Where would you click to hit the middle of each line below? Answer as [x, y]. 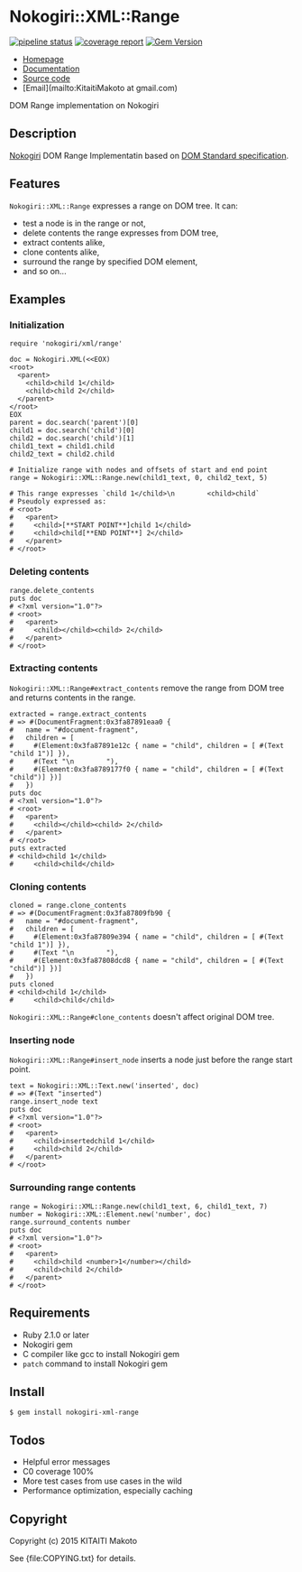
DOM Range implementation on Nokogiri [84, 105]
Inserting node [42, 1040]
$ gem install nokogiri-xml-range [74, 1413]
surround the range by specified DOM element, [110, 261]
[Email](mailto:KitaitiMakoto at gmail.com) [100, 88]
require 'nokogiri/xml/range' [66, 344]
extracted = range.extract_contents [78, 714]
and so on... [44, 271]
